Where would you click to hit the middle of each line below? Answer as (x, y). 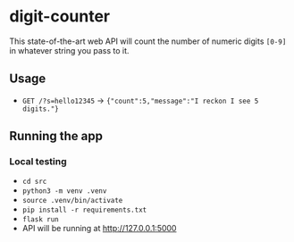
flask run (41, 220)
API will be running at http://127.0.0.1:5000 (99, 229)
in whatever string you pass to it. (69, 50)
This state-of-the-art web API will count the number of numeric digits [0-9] (148, 41)
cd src (34, 182)
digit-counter (59, 17)
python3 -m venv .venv (64, 191)
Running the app (56, 136)
